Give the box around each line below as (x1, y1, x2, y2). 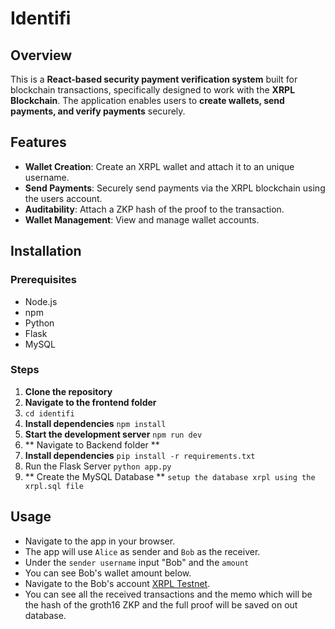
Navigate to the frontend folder (24, 396, 157, 408)
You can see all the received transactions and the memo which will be (24, 588, 313, 600)
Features (10, 134, 67, 151)
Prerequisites (10, 273, 77, 287)
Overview (10, 47, 73, 64)
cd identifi (24, 408, 75, 419)
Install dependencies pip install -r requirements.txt (24, 449, 256, 461)
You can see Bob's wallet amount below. (24, 567, 192, 579)
